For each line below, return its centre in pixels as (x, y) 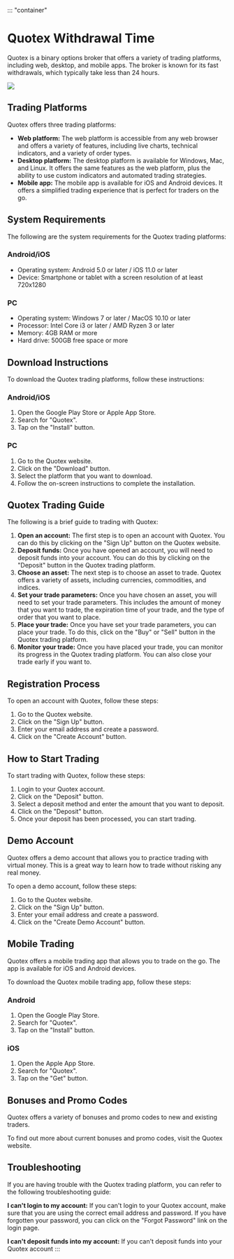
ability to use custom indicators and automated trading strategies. (112, 175)
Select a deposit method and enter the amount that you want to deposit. (121, 804)
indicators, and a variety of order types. (74, 153)
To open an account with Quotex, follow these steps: (83, 701)
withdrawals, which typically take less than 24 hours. (83, 72)
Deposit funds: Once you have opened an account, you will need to (115, 550)
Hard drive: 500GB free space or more (73, 340)
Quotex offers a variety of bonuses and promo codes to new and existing (112, 1117)
